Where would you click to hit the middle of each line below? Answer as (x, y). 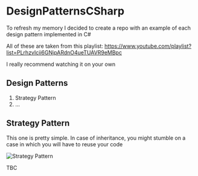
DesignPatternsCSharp (65, 11)
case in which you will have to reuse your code (65, 144)
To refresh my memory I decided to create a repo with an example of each (99, 28)
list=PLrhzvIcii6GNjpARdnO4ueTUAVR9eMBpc (64, 52)
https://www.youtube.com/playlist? (148, 46)
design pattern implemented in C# (49, 34)
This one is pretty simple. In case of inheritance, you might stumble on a (96, 138)
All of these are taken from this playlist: (55, 46)
